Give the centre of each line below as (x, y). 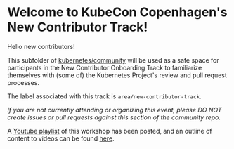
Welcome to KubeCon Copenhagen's (117, 12)
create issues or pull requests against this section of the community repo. (114, 117)
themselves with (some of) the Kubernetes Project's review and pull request (117, 75)
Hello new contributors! (41, 46)
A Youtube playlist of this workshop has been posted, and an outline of (110, 131)
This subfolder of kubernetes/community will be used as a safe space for (113, 60)
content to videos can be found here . (61, 138)
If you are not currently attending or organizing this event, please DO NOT (115, 110)
